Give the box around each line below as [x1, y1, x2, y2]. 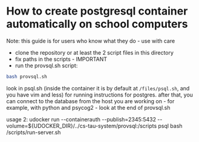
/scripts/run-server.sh [6, 129, 61, 136]
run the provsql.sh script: [15, 62, 78, 69]
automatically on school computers [6, 17, 188, 31]
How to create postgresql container [6, 4, 188, 18]
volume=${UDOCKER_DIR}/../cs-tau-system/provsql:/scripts [6, 122, 157, 129]
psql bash [158, 122, 183, 129]
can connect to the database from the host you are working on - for [6, 97, 175, 104]
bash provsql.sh [6, 73, 47, 79]
